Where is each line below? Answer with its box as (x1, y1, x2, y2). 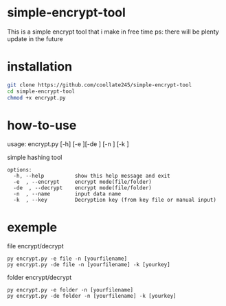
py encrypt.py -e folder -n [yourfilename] (7, 287, 134, 294)
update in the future (7, 34, 63, 43)
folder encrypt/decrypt (7, 273, 72, 282)
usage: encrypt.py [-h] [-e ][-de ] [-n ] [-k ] (7, 140, 129, 148)
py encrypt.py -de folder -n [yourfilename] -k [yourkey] (7, 293, 177, 300)
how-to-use (7, 117, 77, 133)
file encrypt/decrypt (7, 242, 64, 250)
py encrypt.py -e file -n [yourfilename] (7, 255, 128, 262)
